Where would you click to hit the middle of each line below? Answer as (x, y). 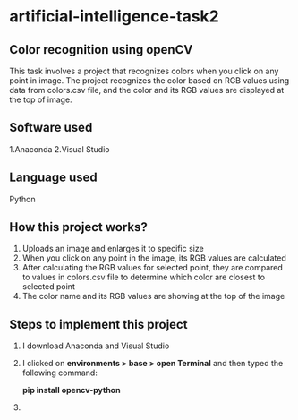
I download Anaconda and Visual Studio (96, 346)
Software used (51, 128)
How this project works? (78, 227)
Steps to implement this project (98, 324)
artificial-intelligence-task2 (114, 17)
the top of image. (41, 99)
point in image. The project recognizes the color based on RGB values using (149, 81)
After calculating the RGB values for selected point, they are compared (153, 268)
